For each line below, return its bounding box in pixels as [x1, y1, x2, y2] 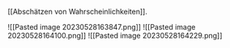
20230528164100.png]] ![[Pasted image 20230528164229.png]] [7, 31, 223, 40]
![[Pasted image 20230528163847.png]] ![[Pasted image [7, 22, 196, 31]
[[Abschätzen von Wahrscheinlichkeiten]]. [7, 7, 147, 16]
